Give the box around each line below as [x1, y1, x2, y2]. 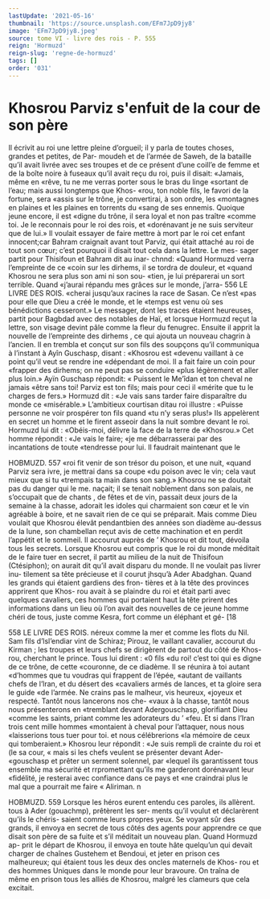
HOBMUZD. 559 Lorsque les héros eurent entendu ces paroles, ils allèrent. [8, 797, 256, 806]
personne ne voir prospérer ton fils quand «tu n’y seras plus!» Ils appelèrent [8, 408, 260, 417]
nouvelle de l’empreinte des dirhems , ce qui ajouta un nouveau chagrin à [8, 331, 251, 341]
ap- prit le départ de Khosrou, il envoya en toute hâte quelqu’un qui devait [8, 839, 253, 850]
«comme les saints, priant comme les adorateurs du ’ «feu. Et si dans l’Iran [8, 713, 255, 723]
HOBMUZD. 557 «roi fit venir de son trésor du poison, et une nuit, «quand [8, 458, 252, 467]
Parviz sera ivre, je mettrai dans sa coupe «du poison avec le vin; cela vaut [8, 466, 256, 476]
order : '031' [8, 64, 52, 72]
